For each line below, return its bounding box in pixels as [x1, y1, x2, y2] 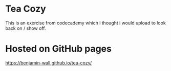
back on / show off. [5, 25, 46, 31]
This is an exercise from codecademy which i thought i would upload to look [5, 20, 166, 26]
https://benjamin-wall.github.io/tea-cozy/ [5, 59, 92, 66]
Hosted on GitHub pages [5, 43, 112, 55]
